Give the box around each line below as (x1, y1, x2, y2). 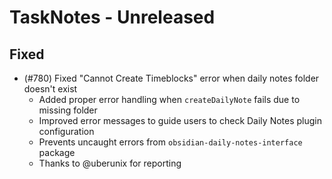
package (38, 147, 76, 158)
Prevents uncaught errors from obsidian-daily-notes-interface (38, 136, 303, 148)
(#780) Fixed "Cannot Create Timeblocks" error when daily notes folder (23, 72, 320, 84)
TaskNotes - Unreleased (9, 6, 216, 29)
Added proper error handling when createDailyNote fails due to (38, 94, 301, 105)
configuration (38, 126, 95, 137)
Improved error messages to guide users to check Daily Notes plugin (38, 115, 322, 126)
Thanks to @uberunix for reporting (38, 157, 182, 169)
